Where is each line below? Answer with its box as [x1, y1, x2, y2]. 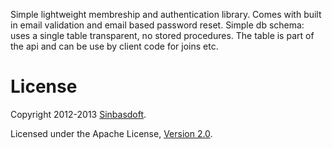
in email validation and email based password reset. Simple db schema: [10, 19, 305, 31]
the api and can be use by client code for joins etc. [10, 40, 219, 52]
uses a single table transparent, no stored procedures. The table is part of [10, 30, 315, 41]
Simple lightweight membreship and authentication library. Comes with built [10, 9, 322, 20]
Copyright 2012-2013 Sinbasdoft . [10, 108, 147, 120]
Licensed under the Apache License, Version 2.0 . [10, 127, 213, 139]
